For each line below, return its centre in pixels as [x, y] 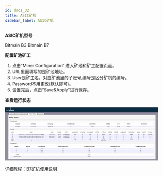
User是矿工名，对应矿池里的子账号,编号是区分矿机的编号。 [71, 78]
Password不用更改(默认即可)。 [43, 84]
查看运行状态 [18, 100]
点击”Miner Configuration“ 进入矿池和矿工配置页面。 [64, 66]
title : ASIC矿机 [21, 15]
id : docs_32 [17, 10]
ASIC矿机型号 [19, 35]
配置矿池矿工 [18, 55]
